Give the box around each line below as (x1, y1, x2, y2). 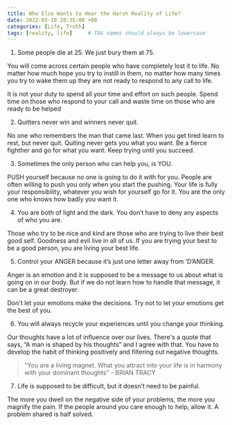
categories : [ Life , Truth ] (7, 23, 85, 30)
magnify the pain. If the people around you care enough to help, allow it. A (7, 403, 220, 411)
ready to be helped (7, 105, 62, 113)
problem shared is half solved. (7, 410, 93, 419)
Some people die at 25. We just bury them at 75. (17, 48, 154, 57)
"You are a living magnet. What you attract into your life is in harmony (24, 361, 223, 370)
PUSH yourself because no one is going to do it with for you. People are (7, 173, 213, 181)
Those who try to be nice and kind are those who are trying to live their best (7, 229, 224, 237)
